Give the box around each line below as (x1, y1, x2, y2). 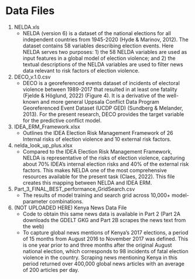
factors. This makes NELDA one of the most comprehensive (22, 166, 167, 173)
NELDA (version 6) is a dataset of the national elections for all (22, 29, 171, 36)
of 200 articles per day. (22, 266, 80, 273)
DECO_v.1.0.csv (13, 73, 51, 80)
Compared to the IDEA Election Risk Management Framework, (22, 148, 172, 155)
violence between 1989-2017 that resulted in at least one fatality (22, 86, 177, 93)
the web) (22, 223, 45, 230)
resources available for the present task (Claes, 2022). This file (22, 173, 175, 180)
